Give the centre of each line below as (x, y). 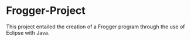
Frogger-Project (46, 11)
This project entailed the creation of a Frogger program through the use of (95, 27)
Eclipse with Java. (28, 32)
